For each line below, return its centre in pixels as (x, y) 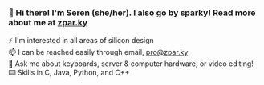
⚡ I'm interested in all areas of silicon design (81, 41)
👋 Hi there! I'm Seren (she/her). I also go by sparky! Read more (132, 13)
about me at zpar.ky (48, 22)
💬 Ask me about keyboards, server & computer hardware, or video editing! (131, 64)
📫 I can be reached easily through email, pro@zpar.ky (98, 52)
